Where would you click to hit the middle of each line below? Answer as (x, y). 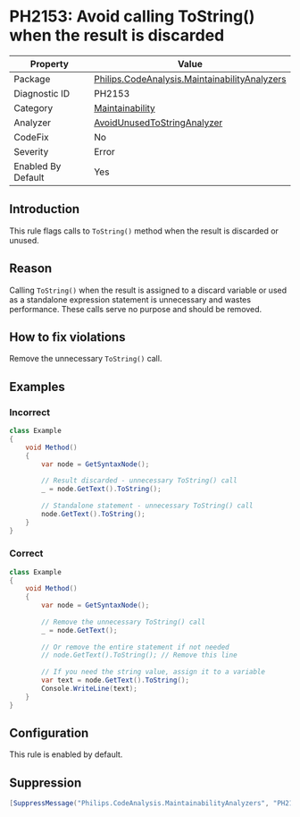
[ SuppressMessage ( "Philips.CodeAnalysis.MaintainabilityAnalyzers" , (139, 804)
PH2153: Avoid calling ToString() (132, 17)
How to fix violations (67, 337)
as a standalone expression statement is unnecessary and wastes (130, 299)
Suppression (46, 783)
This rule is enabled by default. (66, 754)
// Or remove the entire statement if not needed (135, 647)
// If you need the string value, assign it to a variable (154, 672)
